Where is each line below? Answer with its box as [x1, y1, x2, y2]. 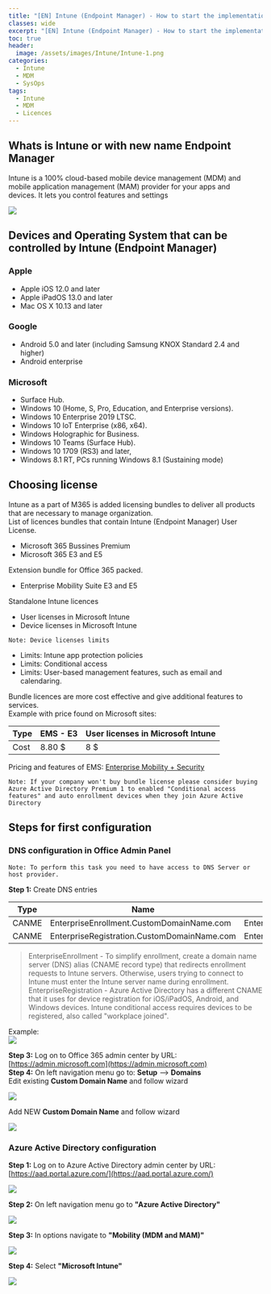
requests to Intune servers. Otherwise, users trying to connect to [27, 968, 244, 978]
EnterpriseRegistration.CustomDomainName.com [49, 930, 236, 942]
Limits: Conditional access [19, 659, 108, 668]
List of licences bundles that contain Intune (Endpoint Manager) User [8, 517, 238, 526]
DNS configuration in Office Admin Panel [8, 845, 171, 856]
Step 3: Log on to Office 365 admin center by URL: [8, 1050, 177, 1060]
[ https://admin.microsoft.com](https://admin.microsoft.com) [8, 1059, 207, 1068]
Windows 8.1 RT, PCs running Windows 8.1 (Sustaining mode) [19, 455, 224, 464]
